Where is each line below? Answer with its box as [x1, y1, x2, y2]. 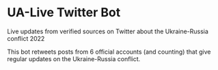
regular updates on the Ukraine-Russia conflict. [7, 54, 141, 63]
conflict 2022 [7, 34, 45, 42]
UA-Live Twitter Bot [7, 5, 121, 20]
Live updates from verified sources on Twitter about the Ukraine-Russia [7, 27, 208, 35]
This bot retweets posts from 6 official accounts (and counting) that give [7, 48, 211, 56]
